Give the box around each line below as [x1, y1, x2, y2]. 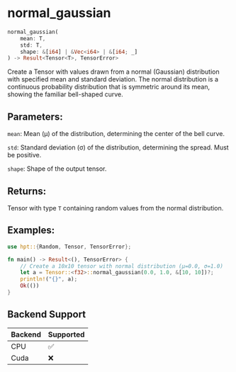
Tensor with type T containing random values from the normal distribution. [7, 203, 224, 212]
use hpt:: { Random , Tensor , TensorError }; [7, 243, 132, 250]
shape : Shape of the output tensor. [7, 164, 107, 173]
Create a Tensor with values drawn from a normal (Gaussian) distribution [7, 67, 220, 76]
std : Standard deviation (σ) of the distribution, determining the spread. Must [7, 143, 229, 152]
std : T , [20, 41, 43, 49]
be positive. [7, 151, 42, 159]
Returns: [7, 185, 47, 197]
